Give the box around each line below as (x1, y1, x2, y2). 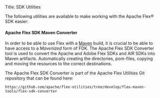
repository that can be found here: (5, 75, 73, 81)
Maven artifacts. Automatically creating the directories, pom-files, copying (5, 56, 153, 62)
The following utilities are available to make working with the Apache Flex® (5, 14, 154, 19)
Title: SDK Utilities (5, 4, 41, 10)
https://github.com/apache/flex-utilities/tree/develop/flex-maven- (5, 84, 146, 90)
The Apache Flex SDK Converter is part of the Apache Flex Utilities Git (5, 70, 145, 76)
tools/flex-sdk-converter (5, 89, 57, 94)
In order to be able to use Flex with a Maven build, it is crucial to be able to (5, 41, 153, 46)
